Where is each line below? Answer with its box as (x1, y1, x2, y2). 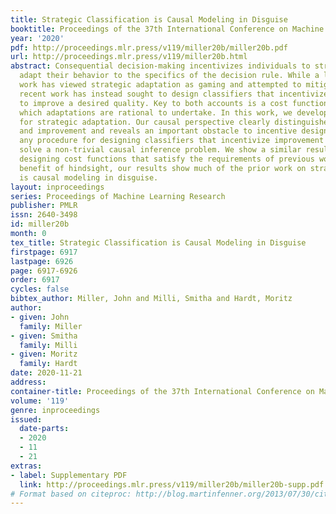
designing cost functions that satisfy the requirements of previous (19, 154, 315, 164)
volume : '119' (10, 396, 70, 406)
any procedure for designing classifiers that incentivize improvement (19, 136, 325, 146)
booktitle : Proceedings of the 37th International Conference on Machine (10, 24, 325, 34)
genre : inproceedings (10, 405, 101, 415)
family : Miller (19, 321, 83, 331)
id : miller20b (10, 219, 70, 230)
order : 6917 (10, 275, 60, 285)
